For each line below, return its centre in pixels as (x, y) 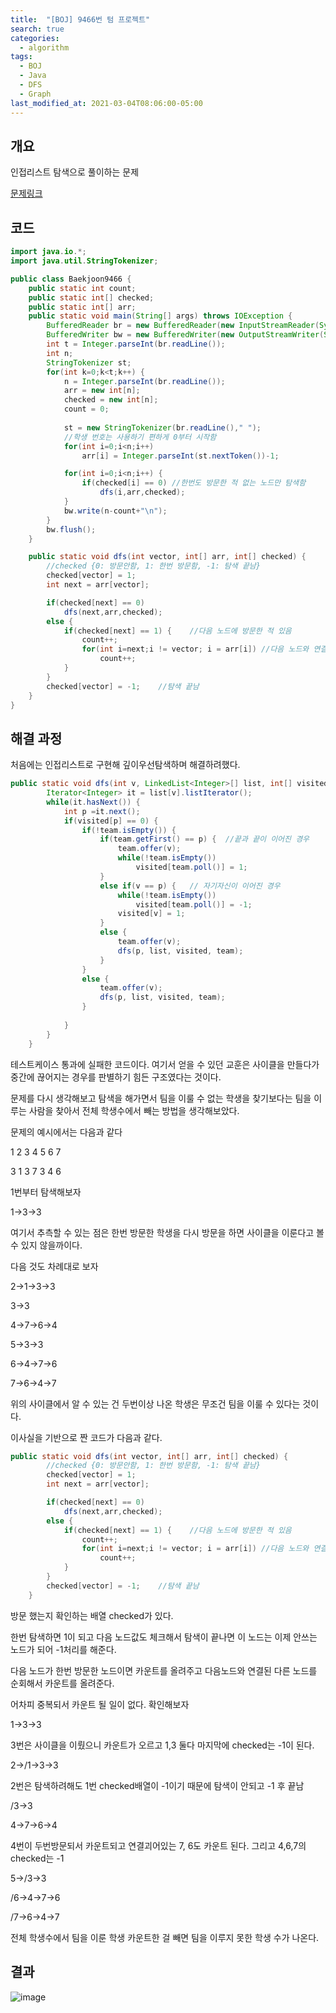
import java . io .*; (48, 252)
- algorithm (44, 47)
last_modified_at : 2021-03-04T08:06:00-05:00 (106, 103)
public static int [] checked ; (91, 297)
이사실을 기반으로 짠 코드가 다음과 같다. (86, 1437)
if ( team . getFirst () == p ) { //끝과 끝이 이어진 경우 (204, 839)
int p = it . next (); (102, 811)
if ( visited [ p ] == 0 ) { (111, 821)
